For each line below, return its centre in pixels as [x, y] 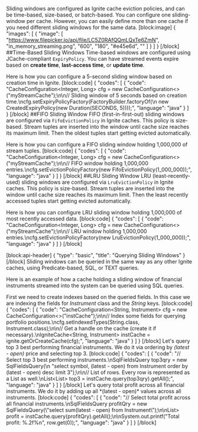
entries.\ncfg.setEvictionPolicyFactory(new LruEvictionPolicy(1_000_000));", [98, 238]
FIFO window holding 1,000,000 [110, 163]
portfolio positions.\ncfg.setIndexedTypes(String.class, [73, 322]
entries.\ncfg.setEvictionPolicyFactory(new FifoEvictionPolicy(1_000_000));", [99, 170]
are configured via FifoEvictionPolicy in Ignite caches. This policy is [90, 120]
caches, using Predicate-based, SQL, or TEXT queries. [73, 268]
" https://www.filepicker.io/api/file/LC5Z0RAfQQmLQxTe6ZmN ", [83, 40]
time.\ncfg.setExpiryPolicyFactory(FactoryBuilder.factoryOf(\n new [87, 102]
